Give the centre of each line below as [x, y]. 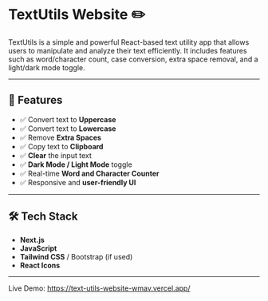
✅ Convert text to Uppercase [68, 119]
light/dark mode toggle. [47, 67]
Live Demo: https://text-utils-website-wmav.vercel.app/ [99, 288]
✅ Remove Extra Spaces [61, 137]
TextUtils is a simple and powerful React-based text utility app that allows [129, 42]
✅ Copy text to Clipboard [61, 146]
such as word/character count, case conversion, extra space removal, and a [133, 59]
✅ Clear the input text [55, 155]
